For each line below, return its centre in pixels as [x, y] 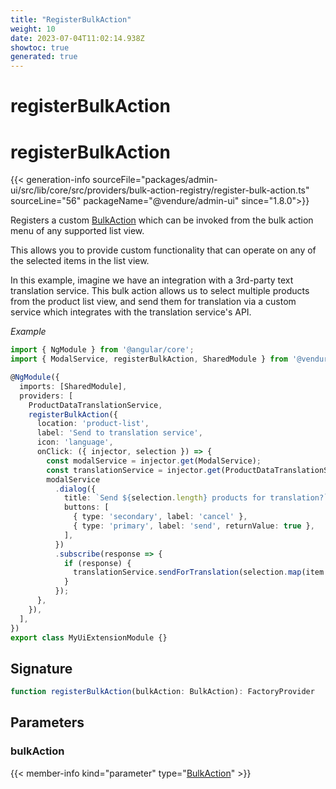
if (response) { [97, 563]
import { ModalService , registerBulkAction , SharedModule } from [149, 359]
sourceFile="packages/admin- [155, 180]
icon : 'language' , [75, 442]
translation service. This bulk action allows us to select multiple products [160, 291]
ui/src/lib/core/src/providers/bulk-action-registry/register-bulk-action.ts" [160, 190]
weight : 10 [33, 29]
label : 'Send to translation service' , [119, 433]
